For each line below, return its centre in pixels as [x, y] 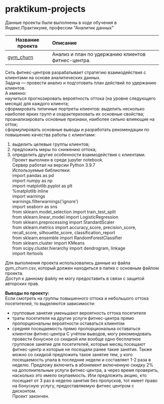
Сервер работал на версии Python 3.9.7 [53, 165]
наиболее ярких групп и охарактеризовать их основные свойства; [75, 114]
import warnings [29, 196]
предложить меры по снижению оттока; [54, 149]
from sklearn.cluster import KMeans [48, 243]
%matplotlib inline [30, 191]
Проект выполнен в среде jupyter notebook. [58, 159]
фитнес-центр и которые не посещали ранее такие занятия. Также [82, 349]
